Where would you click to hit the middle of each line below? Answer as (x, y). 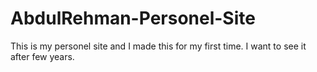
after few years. (42, 56)
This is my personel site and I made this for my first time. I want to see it (158, 46)
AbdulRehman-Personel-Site (133, 18)
